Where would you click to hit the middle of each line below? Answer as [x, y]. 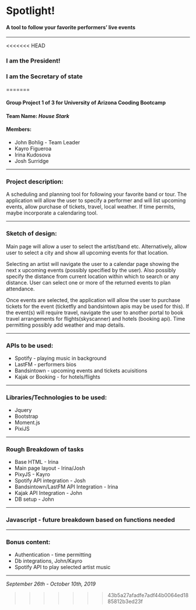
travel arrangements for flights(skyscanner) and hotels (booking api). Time [96, 318]
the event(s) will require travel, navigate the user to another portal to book [95, 312]
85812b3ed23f [125, 602]
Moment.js [27, 422]
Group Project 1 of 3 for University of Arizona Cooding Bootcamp [86, 103]
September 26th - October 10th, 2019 [51, 584]
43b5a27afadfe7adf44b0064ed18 [148, 595]
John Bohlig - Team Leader [47, 142]
